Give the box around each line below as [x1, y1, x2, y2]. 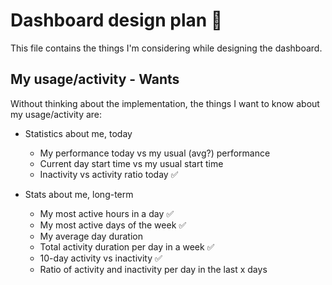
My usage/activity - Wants [10, 71, 180, 88]
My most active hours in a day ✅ [39, 207, 175, 219]
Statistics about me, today [24, 127, 133, 139]
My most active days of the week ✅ [39, 219, 187, 231]
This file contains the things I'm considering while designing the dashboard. [10, 42, 323, 54]
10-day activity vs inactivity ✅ [39, 252, 163, 264]
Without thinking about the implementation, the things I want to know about [10, 97, 320, 109]
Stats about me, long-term [24, 188, 134, 200]
